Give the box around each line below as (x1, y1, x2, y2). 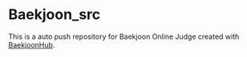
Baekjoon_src (8, 6, 101, 24)
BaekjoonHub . (8, 40, 55, 49)
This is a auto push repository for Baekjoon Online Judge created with (8, 32, 240, 41)
